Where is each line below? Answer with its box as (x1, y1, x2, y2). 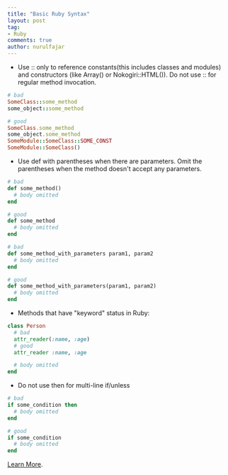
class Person (7, 322, 46, 329)
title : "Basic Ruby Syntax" (7, 10, 91, 18)
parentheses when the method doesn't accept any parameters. (17, 165, 202, 173)
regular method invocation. (17, 78, 97, 86)
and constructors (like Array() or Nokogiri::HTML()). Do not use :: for (17, 70, 217, 79)
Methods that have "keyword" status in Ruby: (17, 309, 150, 317)
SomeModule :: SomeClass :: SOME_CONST (7, 138, 113, 145)
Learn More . (7, 460, 44, 469)
